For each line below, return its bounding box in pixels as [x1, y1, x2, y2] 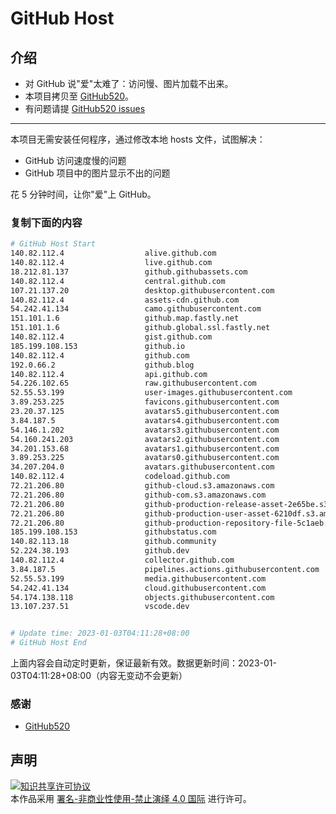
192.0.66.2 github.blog [10, 360, 195, 370]
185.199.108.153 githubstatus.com [10, 527, 217, 537]
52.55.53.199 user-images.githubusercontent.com [10, 388, 293, 398]
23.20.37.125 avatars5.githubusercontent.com [10, 407, 280, 417]
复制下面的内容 [10, 215, 83, 229]
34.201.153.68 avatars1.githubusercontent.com [10, 443, 280, 454]
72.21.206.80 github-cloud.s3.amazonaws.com [10, 481, 275, 491]
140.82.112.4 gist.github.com [10, 332, 213, 342]
